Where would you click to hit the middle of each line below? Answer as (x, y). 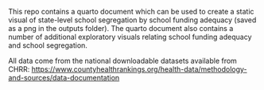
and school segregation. (48, 45)
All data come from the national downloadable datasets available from (122, 61)
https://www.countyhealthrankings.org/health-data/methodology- (140, 69)
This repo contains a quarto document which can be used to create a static (131, 12)
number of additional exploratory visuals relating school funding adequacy (130, 37)
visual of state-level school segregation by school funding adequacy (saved (132, 20)
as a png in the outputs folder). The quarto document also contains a (121, 28)
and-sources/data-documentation (64, 78)
